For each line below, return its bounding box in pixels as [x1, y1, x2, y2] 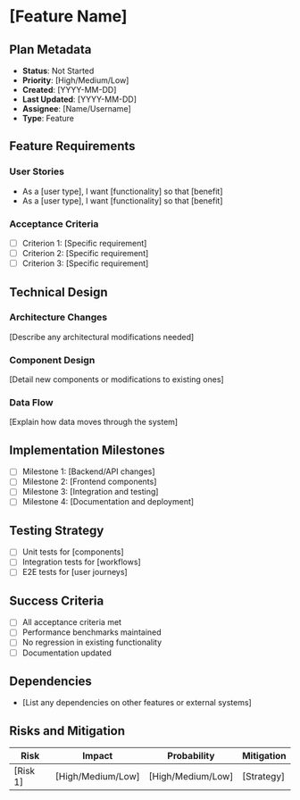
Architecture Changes [9, 311, 108, 323]
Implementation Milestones [9, 442, 165, 457]
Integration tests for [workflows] [21, 556, 141, 568]
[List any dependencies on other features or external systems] [21, 697, 252, 708]
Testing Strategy [9, 522, 104, 537]
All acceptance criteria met [21, 617, 122, 628]
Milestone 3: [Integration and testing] [21, 487, 159, 497]
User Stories [9, 165, 65, 178]
